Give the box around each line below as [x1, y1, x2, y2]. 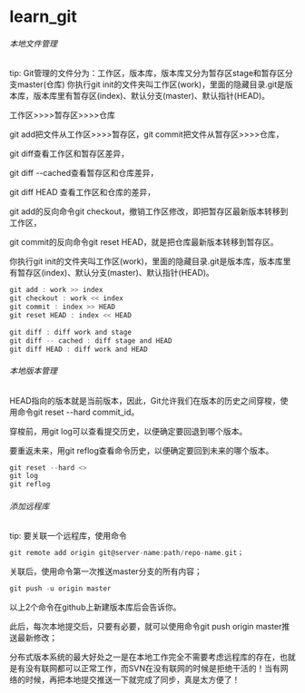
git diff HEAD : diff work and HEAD [9, 345, 148, 354]
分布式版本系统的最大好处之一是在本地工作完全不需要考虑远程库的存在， [9, 651, 280, 663]
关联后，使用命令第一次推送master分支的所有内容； [9, 566, 202, 577]
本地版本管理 [9, 365, 57, 376]
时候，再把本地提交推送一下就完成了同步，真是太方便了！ [25, 674, 241, 686]
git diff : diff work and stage [9, 327, 132, 337]
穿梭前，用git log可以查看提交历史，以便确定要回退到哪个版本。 [9, 425, 248, 436]
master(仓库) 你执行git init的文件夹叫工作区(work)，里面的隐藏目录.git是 [16, 79, 286, 90]
